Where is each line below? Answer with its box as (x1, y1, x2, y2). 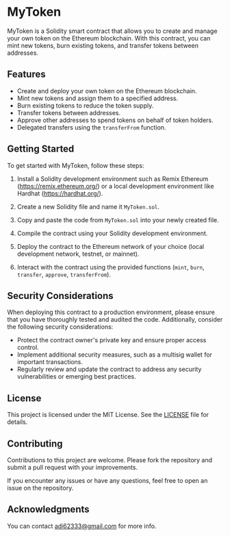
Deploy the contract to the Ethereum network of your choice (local (16, 242, 205, 250)
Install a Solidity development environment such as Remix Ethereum (16, 174, 209, 182)
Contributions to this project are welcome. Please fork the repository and (7, 456, 213, 464)
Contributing (7, 438, 63, 449)
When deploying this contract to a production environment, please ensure (7, 308, 216, 316)
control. (16, 344, 39, 352)
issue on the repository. (7, 484, 74, 492)
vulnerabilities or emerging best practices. (16, 372, 137, 381)
